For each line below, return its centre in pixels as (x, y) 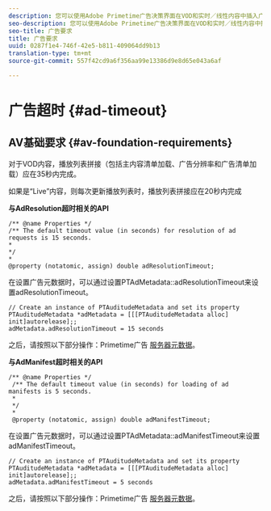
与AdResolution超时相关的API (58, 208)
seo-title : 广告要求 (40, 31)
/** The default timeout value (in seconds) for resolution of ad (122, 230)
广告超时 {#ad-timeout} (88, 111)
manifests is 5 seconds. (50, 391)
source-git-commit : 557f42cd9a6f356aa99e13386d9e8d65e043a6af (115, 61)
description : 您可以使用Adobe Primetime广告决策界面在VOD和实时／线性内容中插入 (133, 16)
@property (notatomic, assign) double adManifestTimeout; (111, 420)
